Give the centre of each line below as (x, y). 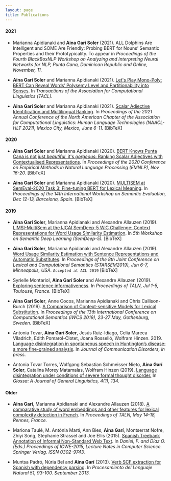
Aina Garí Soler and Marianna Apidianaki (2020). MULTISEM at (79, 183)
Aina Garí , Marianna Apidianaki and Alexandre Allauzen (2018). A (81, 404)
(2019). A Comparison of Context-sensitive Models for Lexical (91, 307)
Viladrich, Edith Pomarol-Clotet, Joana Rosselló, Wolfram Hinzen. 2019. (87, 338)
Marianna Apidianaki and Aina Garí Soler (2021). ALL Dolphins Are (82, 43)
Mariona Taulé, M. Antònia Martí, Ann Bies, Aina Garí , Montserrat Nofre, (88, 430)
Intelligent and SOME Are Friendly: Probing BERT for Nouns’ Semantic (86, 48)
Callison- (151, 301)
